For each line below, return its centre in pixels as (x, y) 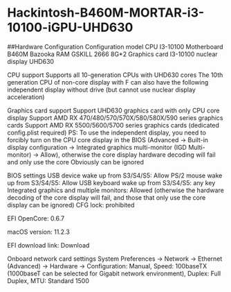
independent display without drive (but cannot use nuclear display (101, 89)
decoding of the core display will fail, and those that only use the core (107, 197)
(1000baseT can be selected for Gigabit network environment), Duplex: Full (114, 273)
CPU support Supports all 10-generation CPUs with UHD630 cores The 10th (115, 75)
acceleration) (26, 97)
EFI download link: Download (48, 245)
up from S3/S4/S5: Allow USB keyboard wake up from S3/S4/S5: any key (111, 182)
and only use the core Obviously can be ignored (75, 162)
